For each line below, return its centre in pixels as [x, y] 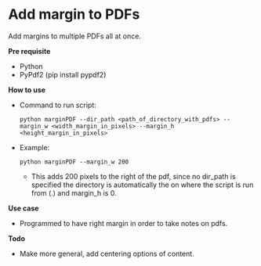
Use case [24, 208]
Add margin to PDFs [74, 14]
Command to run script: [58, 105]
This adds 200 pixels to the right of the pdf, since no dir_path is [134, 176]
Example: [34, 147]
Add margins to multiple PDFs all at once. [74, 36]
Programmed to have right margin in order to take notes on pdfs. [123, 223]
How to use [27, 90]
